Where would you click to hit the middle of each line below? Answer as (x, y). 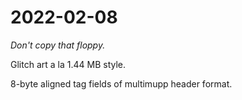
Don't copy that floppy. (58, 45)
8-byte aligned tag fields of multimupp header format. (121, 83)
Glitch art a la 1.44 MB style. (68, 64)
